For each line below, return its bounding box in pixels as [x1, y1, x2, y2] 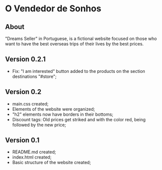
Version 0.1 [5, 136, 40, 144]
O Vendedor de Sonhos [5, 3, 102, 14]
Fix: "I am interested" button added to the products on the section [12, 68, 146, 74]
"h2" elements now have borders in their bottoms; [12, 111, 114, 117]
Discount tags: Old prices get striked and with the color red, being [12, 116, 146, 122]
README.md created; [12, 149, 56, 155]
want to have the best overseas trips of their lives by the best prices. [5, 41, 144, 47]
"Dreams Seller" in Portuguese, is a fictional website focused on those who [5, 35, 157, 41]
